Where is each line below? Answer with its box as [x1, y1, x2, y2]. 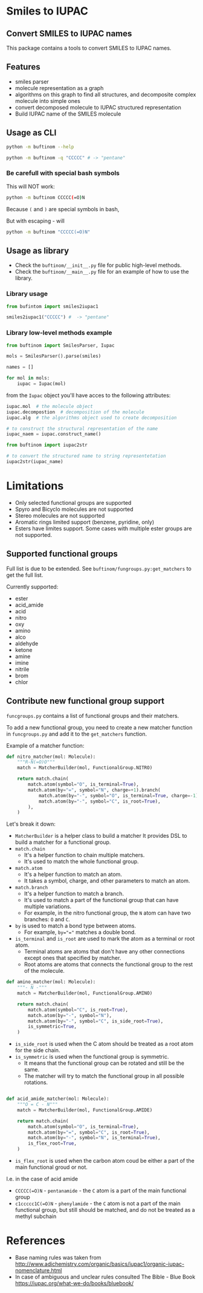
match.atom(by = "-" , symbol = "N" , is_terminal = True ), [28, 1135, 161, 1141]
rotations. [24, 1079, 48, 1086]
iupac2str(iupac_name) [6, 459, 63, 465]
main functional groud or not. [14, 1163, 88, 1171]
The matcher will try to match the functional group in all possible [24, 1073, 184, 1080]
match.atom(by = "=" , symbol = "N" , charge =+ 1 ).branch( [28, 787, 161, 793]
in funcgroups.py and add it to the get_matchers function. [6, 730, 147, 737]
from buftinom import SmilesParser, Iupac [6, 342, 115, 349]
